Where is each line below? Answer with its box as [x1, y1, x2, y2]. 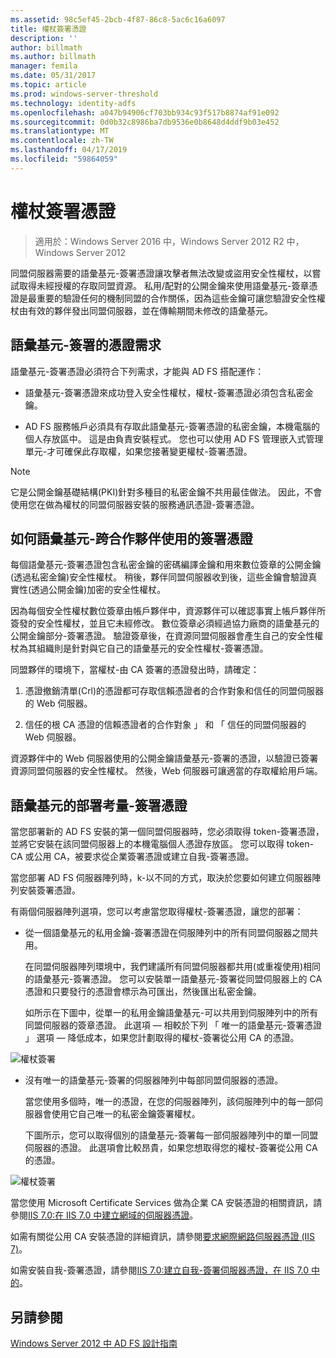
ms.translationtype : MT [10, 126, 110, 136]
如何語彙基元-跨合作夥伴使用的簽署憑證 [10, 530, 253, 547]
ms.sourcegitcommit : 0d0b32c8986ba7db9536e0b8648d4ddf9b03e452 [10, 117, 280, 127]
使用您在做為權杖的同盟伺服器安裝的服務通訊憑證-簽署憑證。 [10, 498, 260, 510]
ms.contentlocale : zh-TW [10, 136, 114, 146]
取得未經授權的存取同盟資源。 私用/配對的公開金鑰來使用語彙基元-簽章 [18, 279, 310, 291]
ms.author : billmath [10, 52, 97, 62]
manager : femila [10, 61, 78, 71]
